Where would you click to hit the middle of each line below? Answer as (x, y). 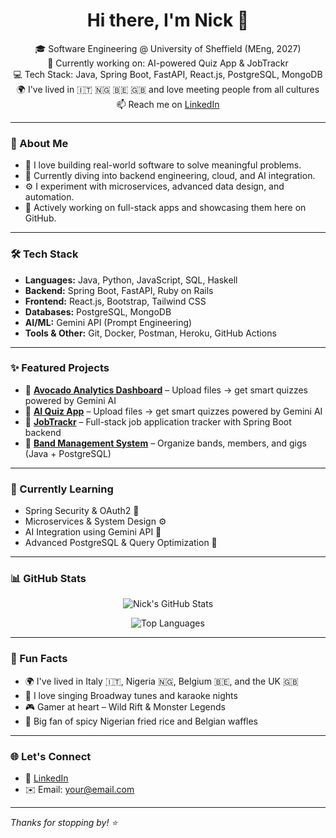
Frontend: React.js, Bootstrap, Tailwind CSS (115, 301)
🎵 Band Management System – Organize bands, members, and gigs (165, 443)
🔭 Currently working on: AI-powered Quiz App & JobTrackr (168, 63)
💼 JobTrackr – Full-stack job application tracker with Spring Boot (158, 421)
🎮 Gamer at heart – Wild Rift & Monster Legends (125, 706)
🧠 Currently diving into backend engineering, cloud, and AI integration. (170, 176)
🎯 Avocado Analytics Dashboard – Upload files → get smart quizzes (166, 390)
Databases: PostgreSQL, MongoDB (98, 311)
